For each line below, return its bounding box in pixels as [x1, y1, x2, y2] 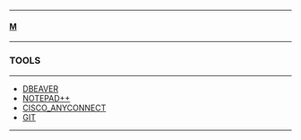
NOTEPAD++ [21, 92, 71, 103]
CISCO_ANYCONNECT [21, 102, 107, 113]
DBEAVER [21, 83, 59, 94]
